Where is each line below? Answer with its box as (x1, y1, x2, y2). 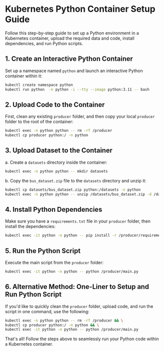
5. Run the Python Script (5, 247, 81, 255)
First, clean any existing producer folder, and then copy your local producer (5, 114, 155, 120)
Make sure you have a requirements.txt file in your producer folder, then (5, 218, 151, 224)
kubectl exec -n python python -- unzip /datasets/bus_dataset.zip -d (5, 192, 152, 197)
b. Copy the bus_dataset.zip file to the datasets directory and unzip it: (5, 177, 146, 183)
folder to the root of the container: (5, 119, 74, 125)
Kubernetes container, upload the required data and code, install (5, 35, 135, 41)
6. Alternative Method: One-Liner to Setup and (5, 283, 149, 291)
